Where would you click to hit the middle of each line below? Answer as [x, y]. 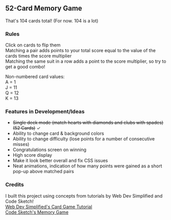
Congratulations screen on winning [50, 150]
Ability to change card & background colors [58, 133]
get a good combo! [25, 67]
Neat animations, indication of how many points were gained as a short [87, 166]
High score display [32, 155]
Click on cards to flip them [33, 45]
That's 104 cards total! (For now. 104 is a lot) [52, 20]
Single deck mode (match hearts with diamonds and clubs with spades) [88, 123]
